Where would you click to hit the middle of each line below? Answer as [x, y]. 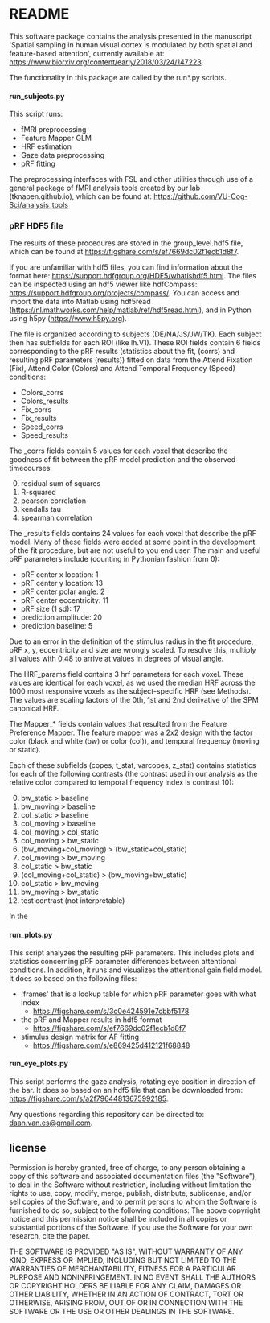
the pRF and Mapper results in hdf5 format [91, 1020]
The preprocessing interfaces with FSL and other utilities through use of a [131, 179]
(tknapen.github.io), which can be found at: [80, 196]
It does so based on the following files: [73, 978]
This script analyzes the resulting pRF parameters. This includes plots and [132, 952]
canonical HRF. [34, 708]
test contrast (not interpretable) [73, 901]
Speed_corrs [42, 427]
